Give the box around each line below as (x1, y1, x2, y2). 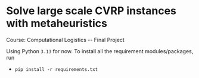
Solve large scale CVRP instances (6, 4, 177, 18)
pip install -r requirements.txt (14, 66, 98, 72)
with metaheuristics (6, 17, 107, 30)
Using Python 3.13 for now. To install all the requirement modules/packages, (6, 47, 194, 54)
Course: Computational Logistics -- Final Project (6, 36, 125, 43)
